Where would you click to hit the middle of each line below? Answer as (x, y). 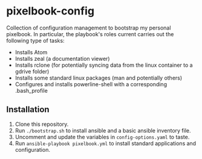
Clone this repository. (42, 124)
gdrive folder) (32, 71)
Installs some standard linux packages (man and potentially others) (99, 78)
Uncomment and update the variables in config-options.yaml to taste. (102, 137)
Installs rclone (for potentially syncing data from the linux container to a (104, 65)
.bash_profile (31, 90)
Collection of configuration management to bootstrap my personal (89, 28)
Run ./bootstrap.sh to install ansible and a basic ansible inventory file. (103, 130)
